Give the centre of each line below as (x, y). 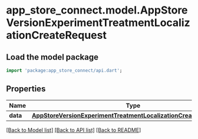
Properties (26, 89)
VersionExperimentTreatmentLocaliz (98, 23)
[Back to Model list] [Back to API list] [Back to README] (74, 130)
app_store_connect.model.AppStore (97, 10)
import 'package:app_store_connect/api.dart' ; (64, 71)
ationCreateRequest (57, 35)
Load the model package (52, 57)
